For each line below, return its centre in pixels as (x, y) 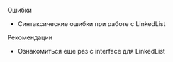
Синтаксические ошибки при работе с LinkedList (91, 24)
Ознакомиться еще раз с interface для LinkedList (91, 51)
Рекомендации (30, 37)
